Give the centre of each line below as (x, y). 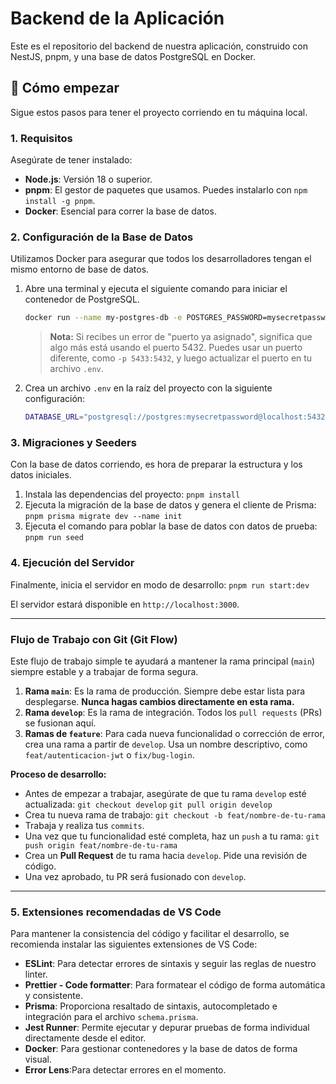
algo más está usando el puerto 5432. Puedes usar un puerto (176, 348)
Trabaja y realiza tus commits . (84, 825)
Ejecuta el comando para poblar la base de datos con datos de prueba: (171, 526)
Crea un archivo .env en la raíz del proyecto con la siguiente (148, 388)
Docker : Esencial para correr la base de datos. (120, 211)
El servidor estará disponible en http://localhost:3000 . (125, 604)
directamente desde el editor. (85, 1038)
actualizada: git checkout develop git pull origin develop (148, 804)
